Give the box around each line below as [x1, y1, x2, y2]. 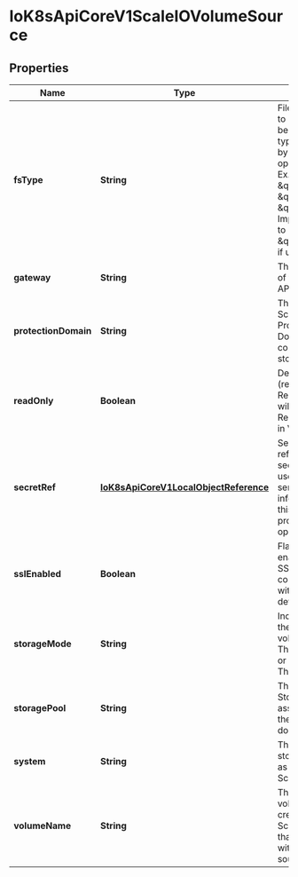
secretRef [13, 481, 56, 494]
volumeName [13, 819, 72, 832]
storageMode [13, 637, 73, 650]
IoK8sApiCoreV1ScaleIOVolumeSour [9, 6, 284, 27]
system [13, 755, 46, 767]
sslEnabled [13, 568, 62, 580]
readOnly [13, 395, 54, 407]
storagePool [13, 702, 67, 714]
